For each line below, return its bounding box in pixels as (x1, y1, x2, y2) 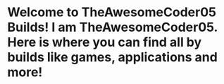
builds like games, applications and (7, 49, 218, 66)
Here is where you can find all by (7, 35, 202, 50)
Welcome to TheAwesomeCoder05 (7, 4, 217, 20)
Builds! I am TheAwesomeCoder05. (7, 19, 218, 35)
